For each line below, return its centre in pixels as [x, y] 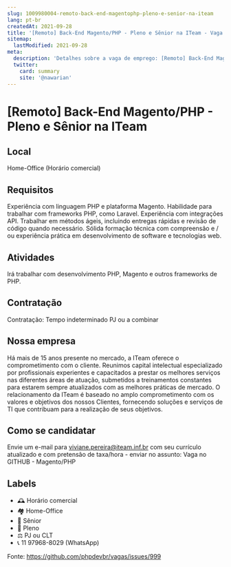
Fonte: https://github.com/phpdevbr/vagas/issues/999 [84, 557]
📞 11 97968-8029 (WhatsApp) [58, 543]
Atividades [31, 257]
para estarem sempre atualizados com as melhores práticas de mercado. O [114, 387]
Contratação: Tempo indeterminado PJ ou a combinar [83, 319]
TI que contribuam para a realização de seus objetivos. [85, 409]
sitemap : [20, 39]
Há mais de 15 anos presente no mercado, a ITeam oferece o [93, 358]
